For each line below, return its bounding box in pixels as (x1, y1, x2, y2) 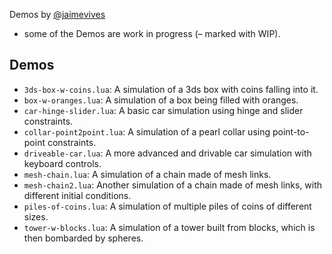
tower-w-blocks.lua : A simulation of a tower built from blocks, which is (23, 221, 316, 233)
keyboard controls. (23, 157, 102, 169)
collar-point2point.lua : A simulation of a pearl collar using (23, 125, 271, 138)
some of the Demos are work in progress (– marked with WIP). (23, 28, 281, 39)
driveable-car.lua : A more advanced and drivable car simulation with (23, 147, 312, 159)
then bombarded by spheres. (23, 232, 144, 244)
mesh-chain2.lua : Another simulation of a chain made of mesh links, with (23, 179, 323, 191)
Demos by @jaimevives (9, 9, 106, 20)
